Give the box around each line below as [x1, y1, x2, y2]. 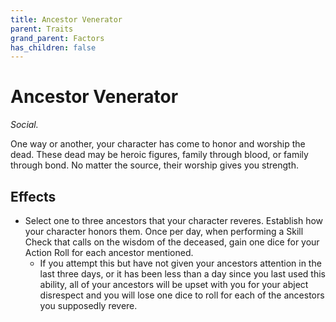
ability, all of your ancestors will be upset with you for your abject [39, 279, 309, 290]
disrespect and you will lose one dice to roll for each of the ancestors [39, 289, 325, 301]
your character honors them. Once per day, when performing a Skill [24, 226, 304, 237]
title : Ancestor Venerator [10, 14, 123, 25]
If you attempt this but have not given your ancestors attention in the [39, 257, 322, 269]
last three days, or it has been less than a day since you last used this [39, 268, 326, 280]
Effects [10, 188, 57, 205]
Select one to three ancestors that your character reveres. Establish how [24, 215, 324, 226]
